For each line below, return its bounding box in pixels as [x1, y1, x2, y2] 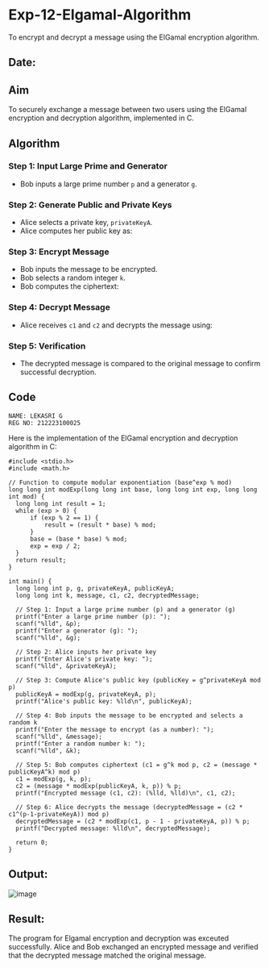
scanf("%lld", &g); [15, 633, 81, 642]
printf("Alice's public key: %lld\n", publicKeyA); [15, 697, 193, 705]
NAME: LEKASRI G [8, 411, 63, 420]
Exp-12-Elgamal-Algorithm [8, 6, 192, 24]
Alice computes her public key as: [19, 226, 133, 236]
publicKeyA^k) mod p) [8, 768, 81, 776]
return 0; [15, 838, 48, 846]
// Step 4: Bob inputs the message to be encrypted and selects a [15, 711, 243, 720]
